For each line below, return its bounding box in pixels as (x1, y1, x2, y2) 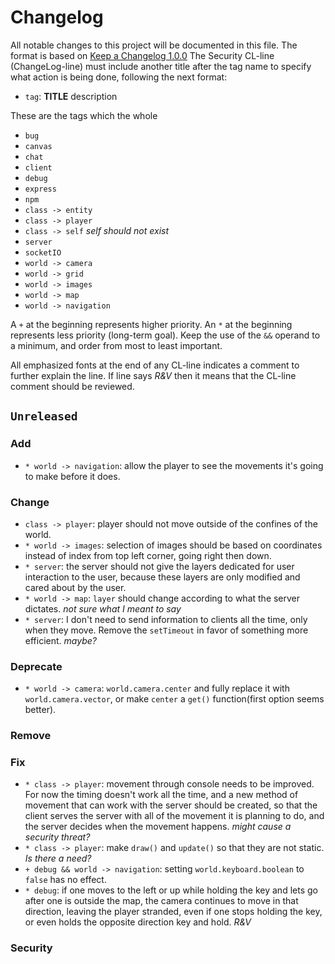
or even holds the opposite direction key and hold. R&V (24, 916, 252, 928)
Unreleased (10, 409, 78, 424)
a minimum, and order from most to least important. (10, 339, 223, 351)
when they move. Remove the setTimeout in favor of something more (24, 624, 309, 636)
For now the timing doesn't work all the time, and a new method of (24, 789, 299, 801)
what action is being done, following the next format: (10, 71, 228, 83)
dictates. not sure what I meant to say (24, 602, 182, 615)
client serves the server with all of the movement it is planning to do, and (24, 810, 325, 822)
